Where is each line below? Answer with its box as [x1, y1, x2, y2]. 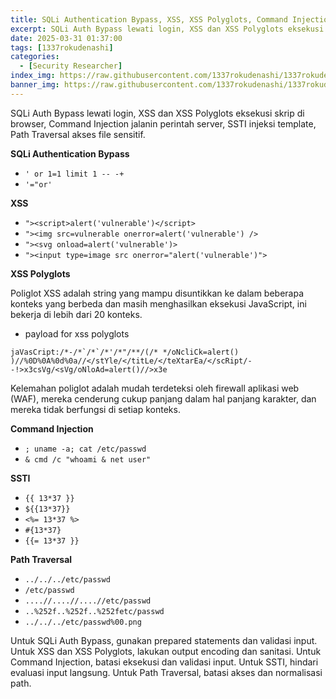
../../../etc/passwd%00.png [24, 617, 142, 627]
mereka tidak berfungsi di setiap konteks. [10, 403, 181, 415]
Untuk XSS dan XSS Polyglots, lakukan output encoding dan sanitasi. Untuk [10, 645, 322, 657]
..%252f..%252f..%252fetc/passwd [24, 606, 165, 616]
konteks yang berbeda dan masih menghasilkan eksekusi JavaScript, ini [10, 297, 307, 310]
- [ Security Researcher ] [19, 61, 123, 71]
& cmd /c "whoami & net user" [24, 454, 152, 465]
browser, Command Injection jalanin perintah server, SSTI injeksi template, [10, 117, 317, 130]
